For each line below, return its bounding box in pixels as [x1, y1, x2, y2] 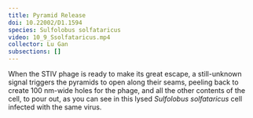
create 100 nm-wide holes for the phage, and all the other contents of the [8, 86, 246, 95]
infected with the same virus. [8, 102, 102, 112]
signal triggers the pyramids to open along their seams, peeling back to [8, 77, 239, 87]
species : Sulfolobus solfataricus [8, 26, 122, 34]
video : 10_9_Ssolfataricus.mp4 [8, 33, 111, 41]
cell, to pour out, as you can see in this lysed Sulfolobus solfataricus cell [8, 95, 243, 103]
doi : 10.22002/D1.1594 [8, 19, 82, 27]
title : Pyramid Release [8, 11, 86, 20]
